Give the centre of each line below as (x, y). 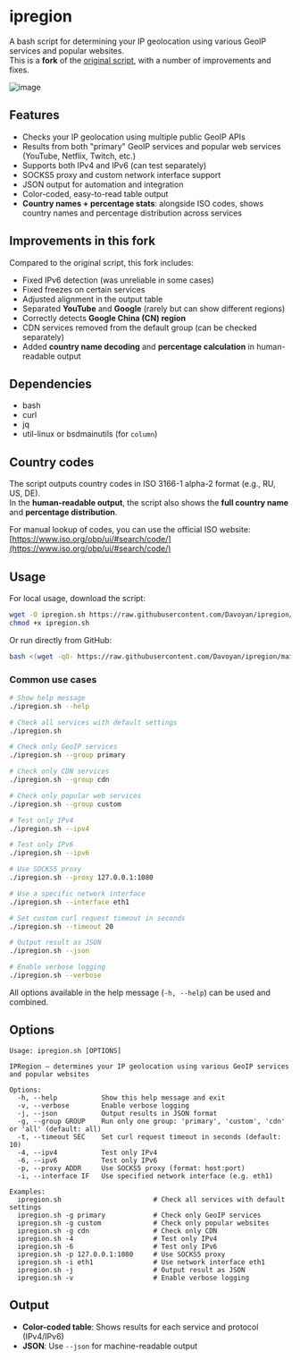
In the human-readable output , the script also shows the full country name (149, 503)
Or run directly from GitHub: (61, 640)
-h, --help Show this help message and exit (121, 1098)
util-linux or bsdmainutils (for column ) (90, 434)
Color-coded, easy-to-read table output (95, 193)
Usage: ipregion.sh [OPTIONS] (66, 1050)
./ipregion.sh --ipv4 (50, 829)
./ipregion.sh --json (50, 951)
